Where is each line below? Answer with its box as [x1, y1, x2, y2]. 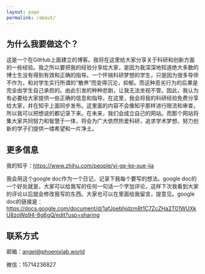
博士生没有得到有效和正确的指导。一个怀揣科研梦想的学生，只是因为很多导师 [6, 72, 199, 79]
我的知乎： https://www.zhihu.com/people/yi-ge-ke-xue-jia [6, 162, 154, 169]
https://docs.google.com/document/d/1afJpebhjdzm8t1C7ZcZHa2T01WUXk [6, 205, 196, 212]
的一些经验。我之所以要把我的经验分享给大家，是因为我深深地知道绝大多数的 [6, 64, 199, 71]
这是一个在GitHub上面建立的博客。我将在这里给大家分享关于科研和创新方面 [6, 56, 195, 64]
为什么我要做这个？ [6, 39, 79, 49]
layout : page [6, 9, 40, 15]
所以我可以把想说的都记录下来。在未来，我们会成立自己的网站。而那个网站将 [6, 109, 199, 117]
